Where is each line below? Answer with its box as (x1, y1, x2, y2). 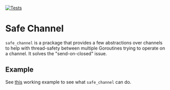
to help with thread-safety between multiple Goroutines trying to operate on (5, 45, 165, 51)
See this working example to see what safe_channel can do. (5, 79, 132, 85)
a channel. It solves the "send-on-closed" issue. (5, 50, 108, 56)
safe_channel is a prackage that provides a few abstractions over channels (5, 39, 163, 46)
